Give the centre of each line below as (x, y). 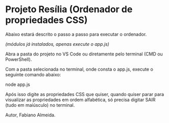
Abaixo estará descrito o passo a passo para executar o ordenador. (76, 34)
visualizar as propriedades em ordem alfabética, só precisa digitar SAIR (80, 100)
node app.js (18, 84)
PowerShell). (19, 59)
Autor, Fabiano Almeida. (30, 115)
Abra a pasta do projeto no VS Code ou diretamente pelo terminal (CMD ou (84, 54)
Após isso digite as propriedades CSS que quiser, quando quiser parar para (85, 94)
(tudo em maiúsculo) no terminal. (40, 105)
